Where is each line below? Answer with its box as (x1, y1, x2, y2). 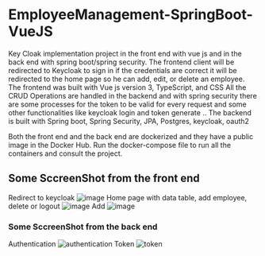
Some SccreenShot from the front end (8, 172, 200, 185)
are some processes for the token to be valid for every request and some (8, 99, 248, 109)
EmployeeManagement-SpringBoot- (8, 6, 254, 24)
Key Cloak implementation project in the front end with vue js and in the (8, 48, 242, 58)
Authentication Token (8, 239, 135, 249)
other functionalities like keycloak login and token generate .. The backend (8, 107, 252, 117)
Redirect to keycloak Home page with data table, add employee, (8, 192, 248, 202)
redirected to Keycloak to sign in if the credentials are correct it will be (8, 65, 237, 75)
